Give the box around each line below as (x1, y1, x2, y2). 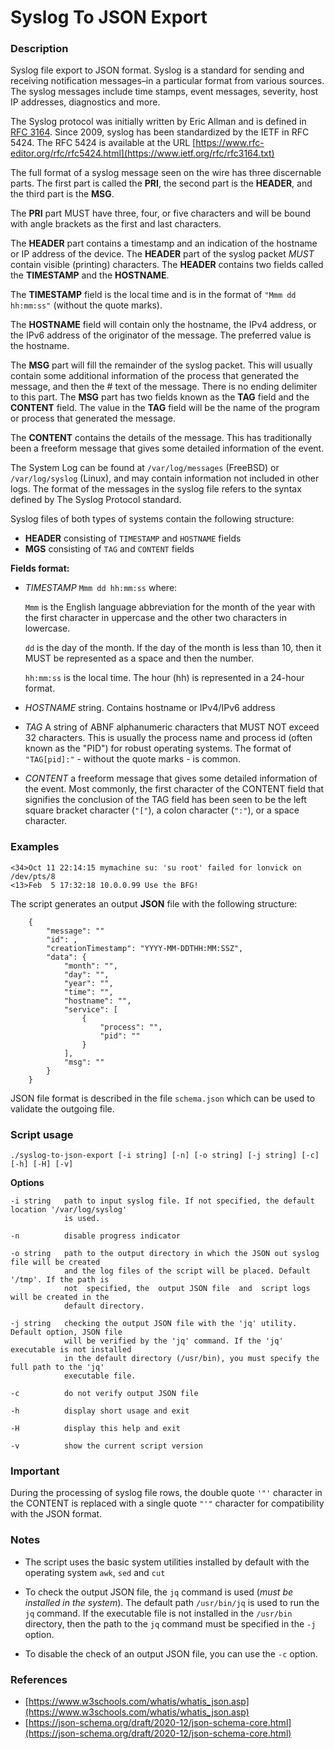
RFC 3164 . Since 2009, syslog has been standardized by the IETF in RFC (10, 126, 310, 138)
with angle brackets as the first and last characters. (10, 218, 222, 230)
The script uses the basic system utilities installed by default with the (24, 1556, 310, 1568)
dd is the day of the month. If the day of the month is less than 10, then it (24, 642, 322, 654)
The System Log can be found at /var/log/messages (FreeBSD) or (10, 462, 280, 474)
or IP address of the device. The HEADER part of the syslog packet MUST (10, 248, 315, 260)
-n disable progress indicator (10, 1231, 182, 1241)
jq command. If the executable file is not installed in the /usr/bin (24, 1607, 293, 1619)
